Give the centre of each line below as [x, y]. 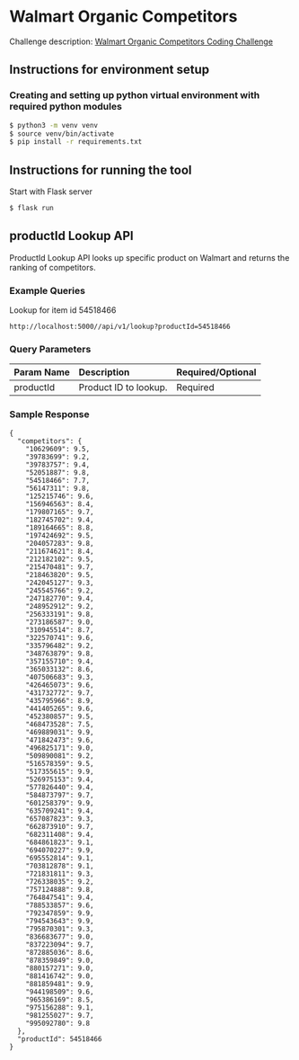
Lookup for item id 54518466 [63, 310]
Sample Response [49, 414]
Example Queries [47, 290]
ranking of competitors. [53, 267]
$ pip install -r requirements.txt [76, 142]
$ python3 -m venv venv [54, 125]
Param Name [42, 372]
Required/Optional [216, 372]
